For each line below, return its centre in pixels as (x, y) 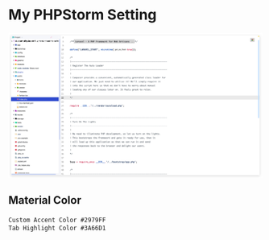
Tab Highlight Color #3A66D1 (57, 228)
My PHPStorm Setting (83, 15)
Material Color (45, 200)
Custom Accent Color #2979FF (57, 220)
